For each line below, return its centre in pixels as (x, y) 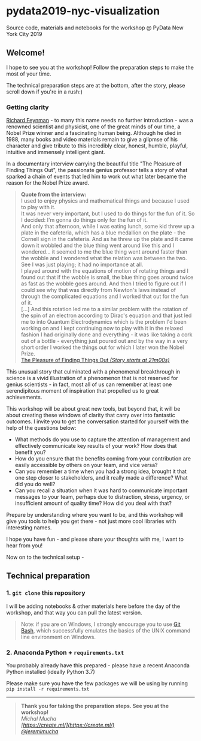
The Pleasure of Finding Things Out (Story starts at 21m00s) (95, 360)
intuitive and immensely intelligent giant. (56, 152)
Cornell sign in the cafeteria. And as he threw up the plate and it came (107, 239)
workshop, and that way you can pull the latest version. (74, 612)
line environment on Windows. (58, 637)
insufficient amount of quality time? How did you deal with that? (93, 503)
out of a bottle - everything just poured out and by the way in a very (104, 341)
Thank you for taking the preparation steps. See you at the (95, 706)
